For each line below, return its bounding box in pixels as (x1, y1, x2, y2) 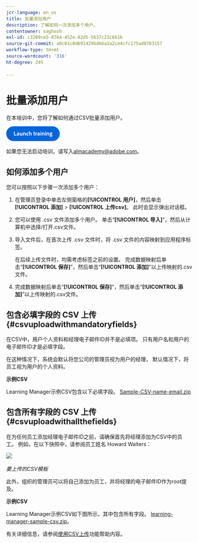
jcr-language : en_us (6, 9, 57, 15)
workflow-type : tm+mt (6, 47, 60, 53)
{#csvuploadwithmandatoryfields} (6, 319, 138, 329)
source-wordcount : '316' (6, 53, 67, 59)
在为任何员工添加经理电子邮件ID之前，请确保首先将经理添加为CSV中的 (6, 433, 177, 440)
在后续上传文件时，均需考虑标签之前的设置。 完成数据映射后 (14, 256, 161, 263)
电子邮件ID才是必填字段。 (6, 343, 69, 350)
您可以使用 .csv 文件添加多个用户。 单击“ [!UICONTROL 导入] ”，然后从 (14, 216, 186, 223)
